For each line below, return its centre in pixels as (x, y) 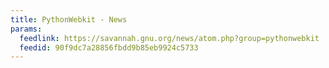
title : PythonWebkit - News (69, 19)
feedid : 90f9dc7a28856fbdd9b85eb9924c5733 (109, 47)
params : (26, 29)
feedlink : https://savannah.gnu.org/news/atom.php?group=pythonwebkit (169, 38)
